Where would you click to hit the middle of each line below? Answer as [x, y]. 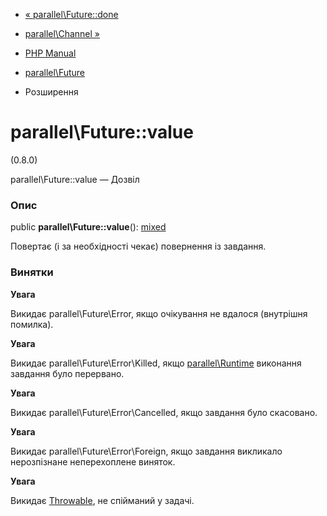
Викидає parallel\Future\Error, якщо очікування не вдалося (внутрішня [159, 313]
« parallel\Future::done [71, 14]
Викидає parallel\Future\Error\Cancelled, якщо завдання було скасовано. [164, 412]
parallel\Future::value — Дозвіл [75, 179]
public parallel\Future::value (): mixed [88, 227]
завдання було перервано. [67, 373]
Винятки [32, 272]
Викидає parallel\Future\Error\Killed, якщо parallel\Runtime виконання [156, 363]
